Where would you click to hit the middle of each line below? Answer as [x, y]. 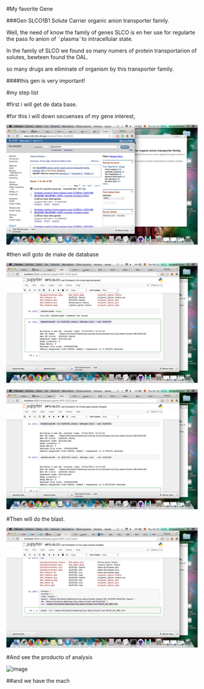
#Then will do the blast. [36, 519]
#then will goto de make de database [53, 254]
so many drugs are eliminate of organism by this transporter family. [90, 69]
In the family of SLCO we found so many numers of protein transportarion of [102, 51]
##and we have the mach [38, 681]
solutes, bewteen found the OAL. [47, 57]
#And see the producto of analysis [49, 657]
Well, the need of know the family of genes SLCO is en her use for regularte [101, 32]
